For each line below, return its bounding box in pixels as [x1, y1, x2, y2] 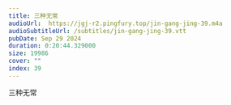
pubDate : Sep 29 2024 [8, 34, 82, 43]
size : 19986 [8, 49, 49, 57]
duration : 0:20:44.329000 [8, 42, 96, 50]
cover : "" [8, 57, 42, 65]
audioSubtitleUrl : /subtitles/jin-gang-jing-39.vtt [8, 27, 186, 35]
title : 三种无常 [8, 11, 58, 20]
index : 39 [8, 65, 42, 73]
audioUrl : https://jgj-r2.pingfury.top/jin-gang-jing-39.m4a [8, 19, 223, 27]
